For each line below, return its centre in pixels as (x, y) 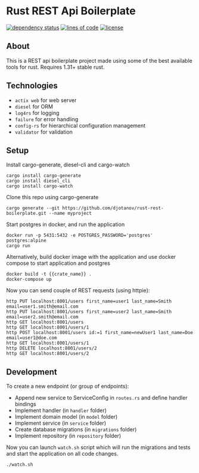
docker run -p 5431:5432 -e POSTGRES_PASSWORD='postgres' (80, 236)
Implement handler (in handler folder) (61, 410)
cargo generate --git (33, 208)
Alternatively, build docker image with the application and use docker (91, 257)
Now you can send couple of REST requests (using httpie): (78, 290)
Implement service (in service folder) (60, 423)
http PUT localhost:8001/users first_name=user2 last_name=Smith (89, 312)
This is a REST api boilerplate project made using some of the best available (99, 60)
